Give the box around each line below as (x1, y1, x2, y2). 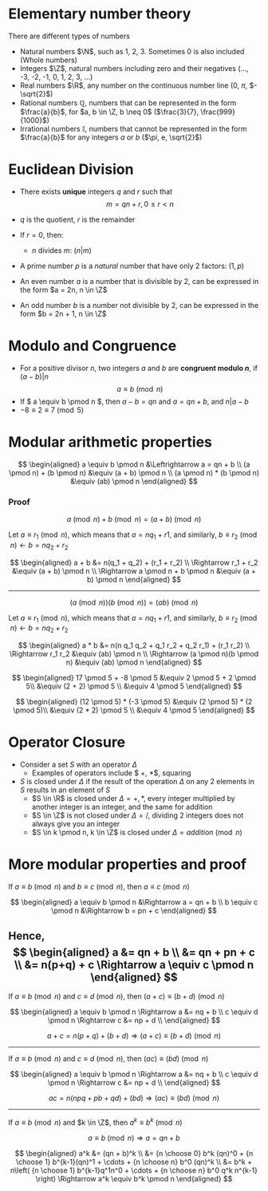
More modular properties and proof (8, 855, 247, 874)
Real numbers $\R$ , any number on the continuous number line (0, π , (19, 81, 248, 90)
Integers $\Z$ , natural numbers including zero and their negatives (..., (19, 63, 249, 73)
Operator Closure (8, 733, 126, 751)
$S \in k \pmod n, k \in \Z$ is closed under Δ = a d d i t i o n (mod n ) (31, 827, 243, 838)
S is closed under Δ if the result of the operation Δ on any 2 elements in (19, 777, 255, 787)
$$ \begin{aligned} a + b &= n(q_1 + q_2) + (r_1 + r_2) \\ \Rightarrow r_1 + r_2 (10, 558, 258, 567)
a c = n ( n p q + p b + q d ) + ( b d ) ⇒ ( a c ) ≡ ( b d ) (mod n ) (48, 1093, 220, 1102)
